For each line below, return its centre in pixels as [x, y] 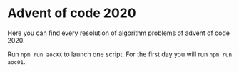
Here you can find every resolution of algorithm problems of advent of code [119, 33]
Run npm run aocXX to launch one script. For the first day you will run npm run [120, 54]
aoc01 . [16, 61]
